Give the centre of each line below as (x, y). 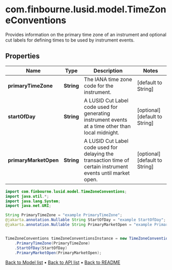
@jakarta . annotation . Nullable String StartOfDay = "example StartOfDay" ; (86, 220)
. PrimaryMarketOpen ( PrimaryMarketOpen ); (58, 253)
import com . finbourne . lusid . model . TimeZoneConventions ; (66, 191)
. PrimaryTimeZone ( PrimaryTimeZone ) (52, 243)
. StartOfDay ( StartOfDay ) (41, 248)
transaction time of (106, 160)
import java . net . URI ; (28, 206)
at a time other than (107, 126)
